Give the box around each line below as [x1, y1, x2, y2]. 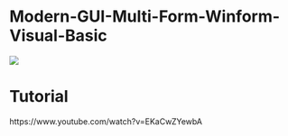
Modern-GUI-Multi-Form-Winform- [9, 6, 281, 27]
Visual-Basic [9, 25, 108, 46]
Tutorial [9, 86, 70, 107]
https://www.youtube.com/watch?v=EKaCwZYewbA [9, 115, 203, 127]
